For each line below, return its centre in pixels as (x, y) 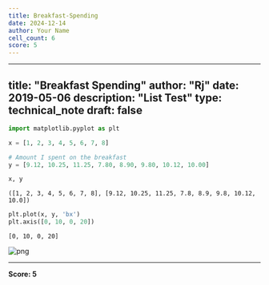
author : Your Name (39, 30)
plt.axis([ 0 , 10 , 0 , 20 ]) (51, 222)
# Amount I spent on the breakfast (68, 157)
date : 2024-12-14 (37, 23)
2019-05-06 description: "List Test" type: (115, 98)
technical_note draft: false (75, 110)
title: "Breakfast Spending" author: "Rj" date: (124, 85)
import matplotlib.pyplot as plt (64, 129)
